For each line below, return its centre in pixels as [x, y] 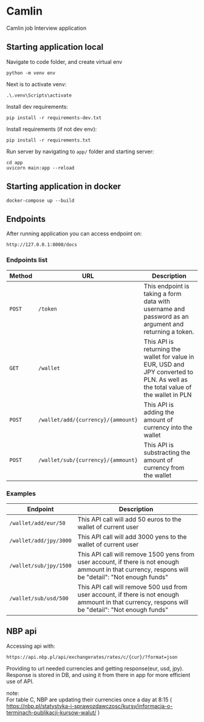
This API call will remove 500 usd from [132, 586]
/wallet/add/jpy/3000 [40, 540]
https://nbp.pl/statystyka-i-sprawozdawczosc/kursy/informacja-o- [90, 706]
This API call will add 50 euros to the [130, 519]
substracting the [167, 452]
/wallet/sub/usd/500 [39, 598]
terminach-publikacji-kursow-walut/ [51, 712]
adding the [159, 412]
